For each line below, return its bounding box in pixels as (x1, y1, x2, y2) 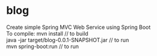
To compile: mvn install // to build (6, 30, 88, 37)
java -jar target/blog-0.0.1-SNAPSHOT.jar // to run (6, 36, 129, 43)
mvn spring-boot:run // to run (6, 43, 79, 50)
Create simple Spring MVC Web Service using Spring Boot (6, 23, 151, 31)
